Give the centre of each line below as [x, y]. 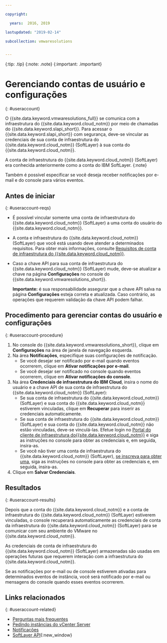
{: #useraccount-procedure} [34, 335]
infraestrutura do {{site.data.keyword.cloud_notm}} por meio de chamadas [82, 124]
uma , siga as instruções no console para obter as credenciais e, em [89, 461]
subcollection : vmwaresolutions [39, 41]
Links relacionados [35, 598]
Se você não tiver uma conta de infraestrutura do [70, 451]
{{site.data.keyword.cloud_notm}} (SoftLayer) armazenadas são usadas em [83, 551]
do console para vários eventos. [51, 180]
